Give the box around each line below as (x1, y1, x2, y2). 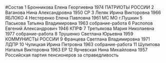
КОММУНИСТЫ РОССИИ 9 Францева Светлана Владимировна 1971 (5, 36, 150, 42)
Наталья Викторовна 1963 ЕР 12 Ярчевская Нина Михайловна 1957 (5, 47, 148, 52)
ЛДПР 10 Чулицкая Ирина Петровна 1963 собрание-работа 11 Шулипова (5, 41, 160, 47)
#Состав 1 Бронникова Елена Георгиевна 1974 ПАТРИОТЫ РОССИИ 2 (5, 4, 154, 10)
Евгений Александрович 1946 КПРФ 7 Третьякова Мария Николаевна (5, 25, 154, 31)
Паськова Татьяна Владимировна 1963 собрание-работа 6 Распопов (5, 20, 153, 26)
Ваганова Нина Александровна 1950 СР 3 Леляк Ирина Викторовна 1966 (5, 9, 161, 15)
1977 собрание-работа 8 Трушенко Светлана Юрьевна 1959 (5, 31, 133, 36)
